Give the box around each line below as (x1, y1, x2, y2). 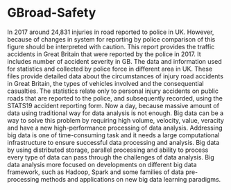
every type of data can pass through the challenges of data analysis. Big (7, 153, 214, 161)
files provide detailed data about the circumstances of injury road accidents (7, 71, 224, 80)
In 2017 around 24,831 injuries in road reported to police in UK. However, (7, 28, 214, 36)
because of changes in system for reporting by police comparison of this (7, 35, 216, 43)
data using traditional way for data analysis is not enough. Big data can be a (7, 109, 224, 117)
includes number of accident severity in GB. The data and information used (7, 57, 222, 65)
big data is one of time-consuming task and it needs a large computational (7, 130, 220, 139)
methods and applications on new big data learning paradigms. (40, 175, 221, 183)
